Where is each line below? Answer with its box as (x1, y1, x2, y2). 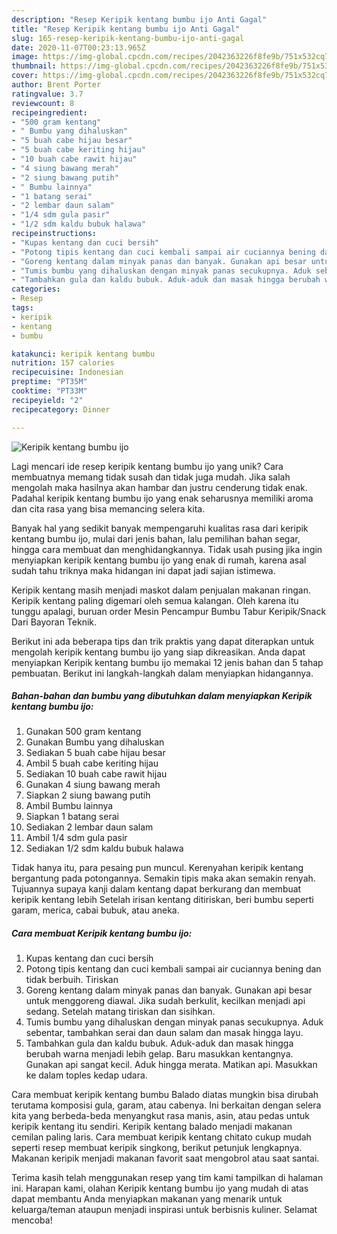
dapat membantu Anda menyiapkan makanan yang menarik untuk (11, 1193, 283, 1205)
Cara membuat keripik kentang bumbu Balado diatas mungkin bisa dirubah (11, 1089, 319, 1101)
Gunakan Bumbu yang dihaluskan (25, 736, 165, 748)
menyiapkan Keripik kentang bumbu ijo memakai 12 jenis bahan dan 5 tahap (11, 656, 324, 668)
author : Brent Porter (11, 80, 102, 90)
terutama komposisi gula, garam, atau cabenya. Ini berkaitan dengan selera (11, 1099, 322, 1111)
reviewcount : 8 (11, 98, 75, 108)
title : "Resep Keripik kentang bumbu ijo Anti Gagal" (11, 24, 241, 34)
